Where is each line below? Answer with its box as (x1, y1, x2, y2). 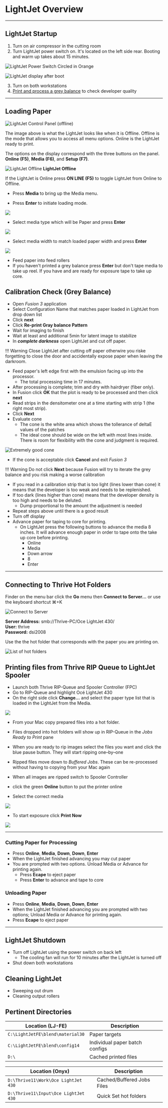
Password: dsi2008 (5, 629, 46, 635)
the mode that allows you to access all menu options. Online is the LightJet (5, 135, 159, 141)
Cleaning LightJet (5, 974, 62, 983)
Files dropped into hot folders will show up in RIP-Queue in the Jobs (12, 729, 152, 734)
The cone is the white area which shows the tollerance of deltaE (19, 422, 152, 428)
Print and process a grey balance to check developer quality (12, 88, 137, 94)
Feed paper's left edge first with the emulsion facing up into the (12, 368, 143, 374)
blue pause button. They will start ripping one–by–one (12, 750, 123, 755)
